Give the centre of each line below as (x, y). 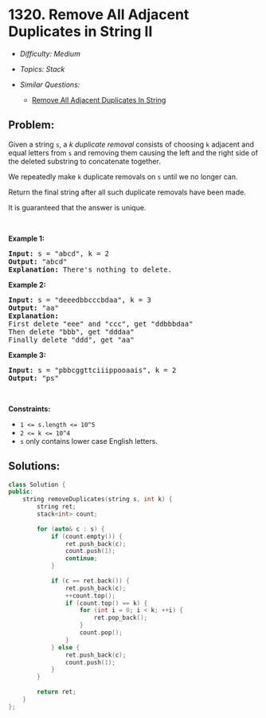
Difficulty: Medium (50, 53)
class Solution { (37, 485)
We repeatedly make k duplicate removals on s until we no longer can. (123, 176)
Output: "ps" (34, 378)
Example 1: (27, 238)
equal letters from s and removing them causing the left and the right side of (133, 152)
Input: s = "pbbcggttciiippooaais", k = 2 (92, 370)
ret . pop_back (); (121, 618)
